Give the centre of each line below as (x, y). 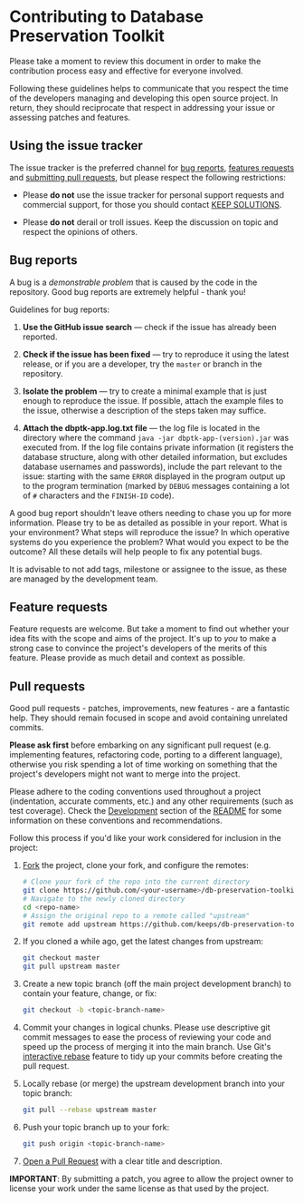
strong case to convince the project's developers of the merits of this (138, 648)
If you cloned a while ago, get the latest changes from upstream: (143, 942)
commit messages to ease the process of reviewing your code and (147, 1037)
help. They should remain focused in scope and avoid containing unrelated (148, 718)
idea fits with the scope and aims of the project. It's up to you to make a (143, 639)
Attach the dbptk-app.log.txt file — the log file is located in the (141, 427)
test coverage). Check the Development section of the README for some (146, 811)
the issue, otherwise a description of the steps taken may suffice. (144, 410)
